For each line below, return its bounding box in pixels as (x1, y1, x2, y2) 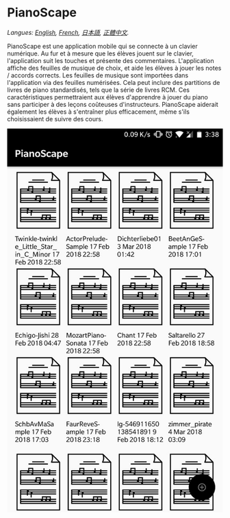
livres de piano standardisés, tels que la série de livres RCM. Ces (7, 86, 190, 94)
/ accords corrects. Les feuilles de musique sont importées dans (7, 71, 189, 79)
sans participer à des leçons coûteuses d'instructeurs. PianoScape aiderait (7, 100, 219, 108)
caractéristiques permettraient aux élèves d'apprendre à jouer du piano (7, 92, 209, 101)
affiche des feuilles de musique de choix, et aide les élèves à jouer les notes (7, 64, 222, 72)
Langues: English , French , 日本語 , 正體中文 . (7, 28, 129, 36)
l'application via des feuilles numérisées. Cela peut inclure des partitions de (7, 78, 220, 86)
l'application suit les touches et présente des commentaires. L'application (7, 56, 214, 64)
